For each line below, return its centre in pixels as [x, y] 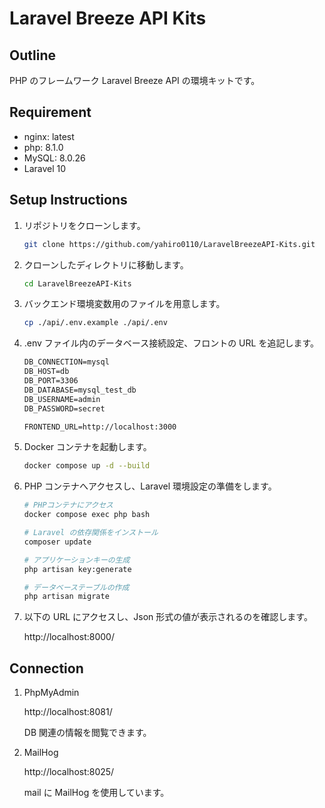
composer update [57, 542]
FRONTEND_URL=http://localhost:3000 [100, 427]
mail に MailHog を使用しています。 [96, 793]
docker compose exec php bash [87, 515]
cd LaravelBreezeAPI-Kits [77, 283]
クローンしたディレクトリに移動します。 [106, 264]
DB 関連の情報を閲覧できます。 [87, 733]
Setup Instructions [68, 200]
